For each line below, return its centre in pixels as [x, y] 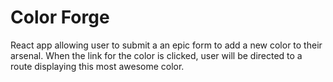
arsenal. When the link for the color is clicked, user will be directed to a [156, 55]
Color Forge [60, 17]
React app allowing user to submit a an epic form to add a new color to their [166, 45]
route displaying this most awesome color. [97, 66]
